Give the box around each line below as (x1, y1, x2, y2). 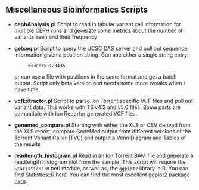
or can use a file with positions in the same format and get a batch (14, 73, 177, 80)
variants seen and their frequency (14, 33, 98, 41)
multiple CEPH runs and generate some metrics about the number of (14, 27, 183, 34)
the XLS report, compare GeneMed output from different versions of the (14, 127, 191, 135)
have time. (14, 86, 40, 93)
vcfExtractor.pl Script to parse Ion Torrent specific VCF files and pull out (14, 97, 193, 104)
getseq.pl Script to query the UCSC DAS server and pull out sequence (14, 45, 188, 52)
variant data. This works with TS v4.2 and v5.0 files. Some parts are (14, 104, 181, 111)
